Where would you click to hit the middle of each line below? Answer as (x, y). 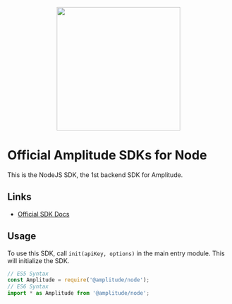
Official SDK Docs (43, 214)
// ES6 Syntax (28, 287)
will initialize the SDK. (38, 260)
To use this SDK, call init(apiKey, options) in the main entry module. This (116, 253)
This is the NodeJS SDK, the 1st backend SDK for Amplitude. (95, 175)
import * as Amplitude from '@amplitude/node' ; (79, 293)
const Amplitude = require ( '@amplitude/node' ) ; (79, 280)
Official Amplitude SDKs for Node (107, 156)
